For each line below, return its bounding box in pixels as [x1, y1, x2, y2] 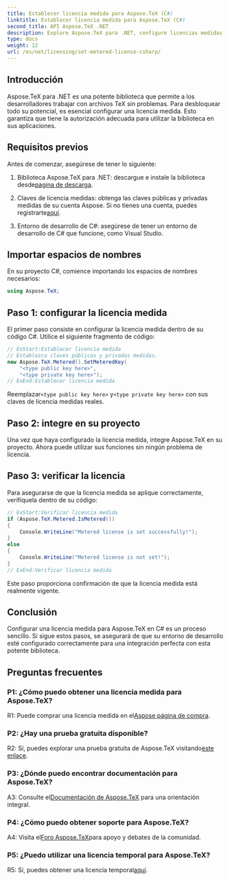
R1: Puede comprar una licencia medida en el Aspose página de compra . [7, 712, 211, 720]
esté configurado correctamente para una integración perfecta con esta [7, 639, 211, 648]
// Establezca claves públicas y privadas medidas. [7, 352, 158, 359]
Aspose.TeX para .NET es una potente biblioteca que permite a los [7, 92, 195, 100]
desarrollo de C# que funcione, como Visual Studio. [16, 229, 163, 237]
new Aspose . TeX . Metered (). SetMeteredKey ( [7, 359, 128, 365]
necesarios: [7, 275, 41, 283]
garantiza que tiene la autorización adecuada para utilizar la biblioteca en [7, 114, 214, 123]
